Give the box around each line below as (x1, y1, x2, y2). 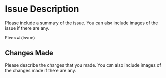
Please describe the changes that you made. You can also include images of (5, 62, 161, 68)
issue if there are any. (5, 25, 50, 31)
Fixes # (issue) (5, 35, 35, 40)
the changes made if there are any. (5, 67, 77, 73)
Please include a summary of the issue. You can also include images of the (5, 20, 158, 26)
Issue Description (5, 3, 79, 15)
